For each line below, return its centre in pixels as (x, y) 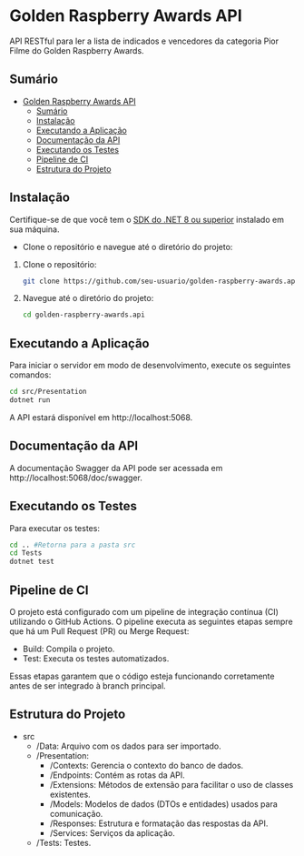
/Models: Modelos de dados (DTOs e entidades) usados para (164, 804)
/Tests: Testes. (64, 842)
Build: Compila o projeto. (69, 649)
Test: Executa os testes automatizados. (96, 658)
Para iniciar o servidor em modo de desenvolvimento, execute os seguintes (150, 366)
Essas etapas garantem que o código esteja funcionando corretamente (142, 676)
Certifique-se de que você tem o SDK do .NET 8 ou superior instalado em (147, 219)
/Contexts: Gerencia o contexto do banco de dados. (147, 765)
